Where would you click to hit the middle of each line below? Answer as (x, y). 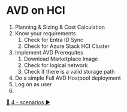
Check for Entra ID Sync (54, 40)
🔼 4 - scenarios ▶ (28, 102)
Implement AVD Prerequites (49, 52)
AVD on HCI (36, 10)
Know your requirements (45, 33)
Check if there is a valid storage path (69, 71)
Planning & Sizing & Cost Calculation (60, 27)
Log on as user (33, 84)
